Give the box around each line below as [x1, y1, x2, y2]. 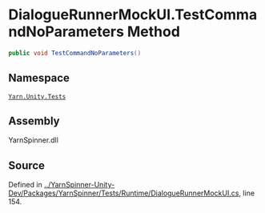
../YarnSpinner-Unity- [43, 180, 115, 190]
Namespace [8, 71, 70, 85]
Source [8, 159, 46, 172]
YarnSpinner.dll [8, 135, 58, 145]
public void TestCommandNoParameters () [8, 49, 142, 57]
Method [126, 22, 180, 41]
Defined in [8, 180, 42, 190]
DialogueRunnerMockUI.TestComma [8, 6, 258, 24]
